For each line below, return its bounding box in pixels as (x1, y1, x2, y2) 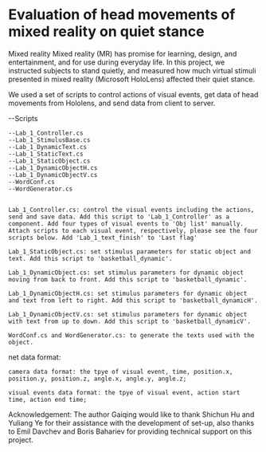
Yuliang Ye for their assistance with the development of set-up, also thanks (8, 418, 255, 427)
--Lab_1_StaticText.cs (8, 150, 84, 158)
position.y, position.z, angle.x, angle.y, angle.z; (8, 375, 187, 383)
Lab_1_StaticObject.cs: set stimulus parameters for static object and (8, 247, 251, 256)
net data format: (8, 352, 61, 362)
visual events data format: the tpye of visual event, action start (8, 388, 241, 396)
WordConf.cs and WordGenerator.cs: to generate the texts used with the (8, 331, 255, 340)
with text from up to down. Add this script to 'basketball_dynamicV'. (8, 317, 251, 325)
